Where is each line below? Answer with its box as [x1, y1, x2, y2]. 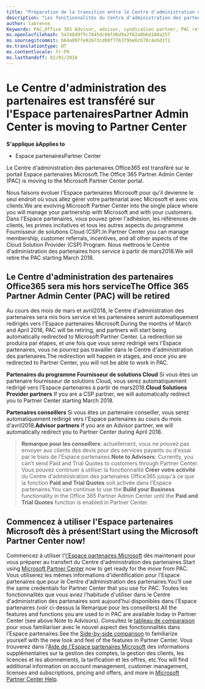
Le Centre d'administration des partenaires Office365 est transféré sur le [6, 164, 189, 171]
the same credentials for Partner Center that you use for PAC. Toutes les [6, 584, 188, 592]
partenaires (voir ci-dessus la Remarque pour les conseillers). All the [6, 604, 177, 611]
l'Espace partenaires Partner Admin [6, 107, 189, 121]
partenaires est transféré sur [6, 94, 156, 108]
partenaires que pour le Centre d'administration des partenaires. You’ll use [6, 578, 192, 585]
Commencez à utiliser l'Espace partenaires [6, 516, 174, 527]
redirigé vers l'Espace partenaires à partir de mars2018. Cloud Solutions [6, 384, 187, 391]
